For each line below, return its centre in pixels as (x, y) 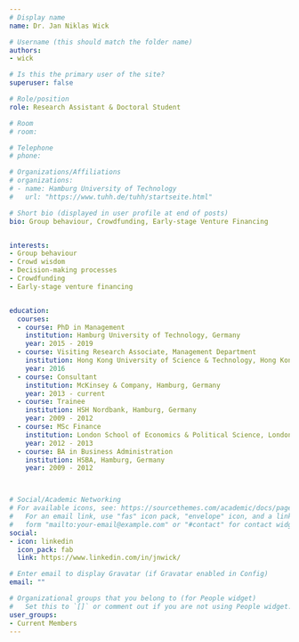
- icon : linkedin (41, 541)
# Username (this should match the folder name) (101, 42)
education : (29, 310)
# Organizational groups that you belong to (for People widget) (133, 598)
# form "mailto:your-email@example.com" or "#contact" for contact (141, 524)
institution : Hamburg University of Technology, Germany (133, 335)
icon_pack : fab (45, 549)
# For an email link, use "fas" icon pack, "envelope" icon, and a (141, 516)
